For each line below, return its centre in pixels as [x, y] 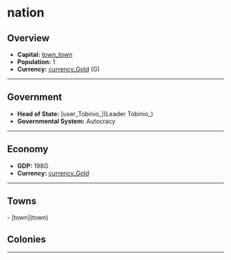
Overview [29, 38]
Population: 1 [36, 62]
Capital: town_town [45, 54]
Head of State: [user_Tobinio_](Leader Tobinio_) [85, 113]
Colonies [27, 239]
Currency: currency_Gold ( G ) [58, 69]
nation [26, 13]
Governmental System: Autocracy [66, 121]
